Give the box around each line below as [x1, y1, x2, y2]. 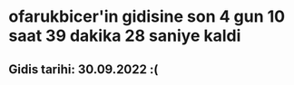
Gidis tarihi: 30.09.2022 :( [8, 61, 159, 77]
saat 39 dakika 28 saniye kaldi [8, 25, 241, 46]
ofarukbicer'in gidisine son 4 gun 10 [8, 6, 286, 27]
